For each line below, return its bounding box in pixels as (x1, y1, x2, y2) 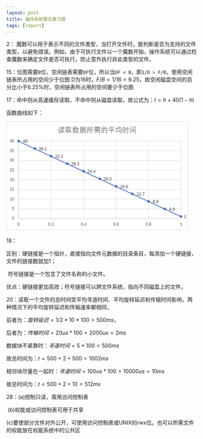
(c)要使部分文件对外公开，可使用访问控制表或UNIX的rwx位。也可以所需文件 (6, 419, 195, 426)
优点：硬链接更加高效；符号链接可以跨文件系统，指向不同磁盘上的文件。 (6, 283, 186, 290)
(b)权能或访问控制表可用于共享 (7, 406, 84, 414)
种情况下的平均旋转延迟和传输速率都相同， (6, 304, 112, 311)
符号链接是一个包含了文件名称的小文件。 (7, 271, 109, 278)
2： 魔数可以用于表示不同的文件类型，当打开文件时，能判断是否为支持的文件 (6, 40, 196, 48)
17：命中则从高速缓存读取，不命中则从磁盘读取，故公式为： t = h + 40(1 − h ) (6, 97, 195, 104)
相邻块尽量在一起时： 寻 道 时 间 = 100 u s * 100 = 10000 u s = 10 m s (6, 368, 165, 375)
